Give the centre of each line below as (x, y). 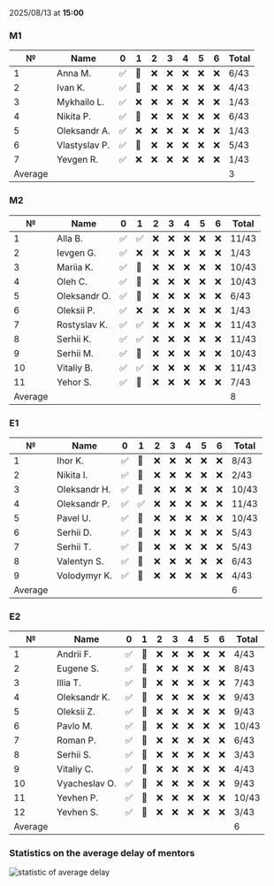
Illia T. (69, 683)
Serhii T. (74, 546)
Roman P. (77, 740)
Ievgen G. (77, 253)
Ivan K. (71, 88)
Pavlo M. (75, 726)
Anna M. (74, 73)
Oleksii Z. (76, 712)
